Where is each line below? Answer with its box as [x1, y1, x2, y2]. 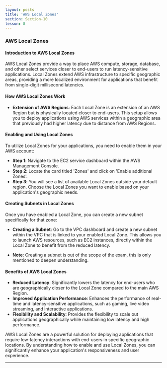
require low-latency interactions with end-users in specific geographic [5, 337, 150, 343]
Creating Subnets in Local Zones [5, 201, 74, 207]
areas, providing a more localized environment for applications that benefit [5, 76, 158, 82]
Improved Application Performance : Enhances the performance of [12, 295, 151, 301]
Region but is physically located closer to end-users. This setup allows [12, 110, 158, 116]
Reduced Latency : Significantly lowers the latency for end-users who [12, 280, 155, 286]
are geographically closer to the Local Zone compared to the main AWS [12, 285, 159, 291]
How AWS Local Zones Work [5, 93, 66, 99]
